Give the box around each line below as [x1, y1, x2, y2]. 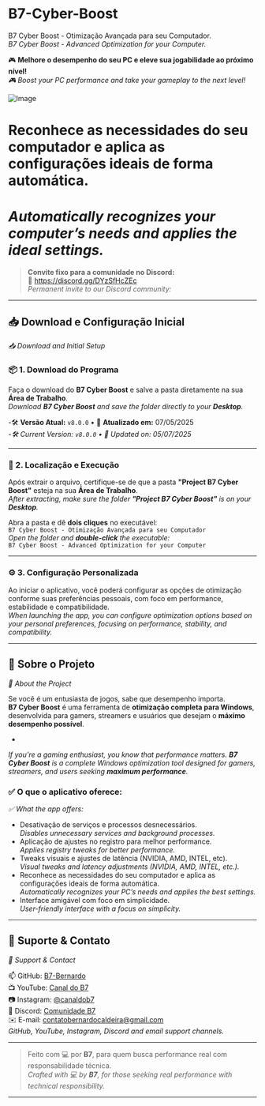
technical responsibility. [27, 1081, 105, 1090]
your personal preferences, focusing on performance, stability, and [8, 619, 227, 628]
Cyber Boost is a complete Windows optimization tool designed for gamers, [8, 758, 256, 767]
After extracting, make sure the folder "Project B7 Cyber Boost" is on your [8, 495, 252, 504]
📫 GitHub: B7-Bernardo [8, 971, 87, 980]
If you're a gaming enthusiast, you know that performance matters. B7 [8, 750, 238, 759]
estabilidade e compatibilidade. [8, 602, 110, 611]
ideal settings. [8, 242, 104, 259]
